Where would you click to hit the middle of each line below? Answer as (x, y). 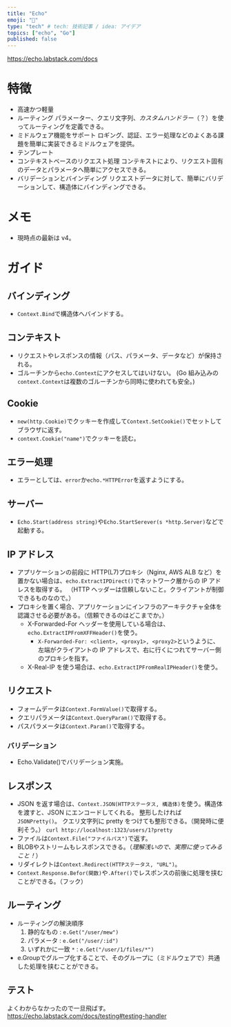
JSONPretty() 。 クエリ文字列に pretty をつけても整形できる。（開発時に (118, 821)
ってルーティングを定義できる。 (62, 127)
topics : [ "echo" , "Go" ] (41, 33)
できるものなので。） (46, 598)
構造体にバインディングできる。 (104, 187)
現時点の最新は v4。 (46, 238)
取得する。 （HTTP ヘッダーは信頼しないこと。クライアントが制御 (130, 589)
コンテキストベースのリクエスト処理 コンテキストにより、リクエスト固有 (120, 161)
